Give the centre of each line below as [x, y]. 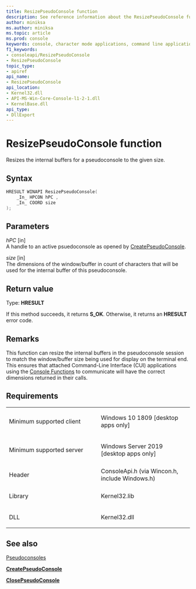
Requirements [32, 396]
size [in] [16, 258]
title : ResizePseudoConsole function [52, 11]
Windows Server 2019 [132, 446]
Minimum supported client [45, 421]
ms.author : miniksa [30, 28]
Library [19, 496]
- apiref [17, 71]
